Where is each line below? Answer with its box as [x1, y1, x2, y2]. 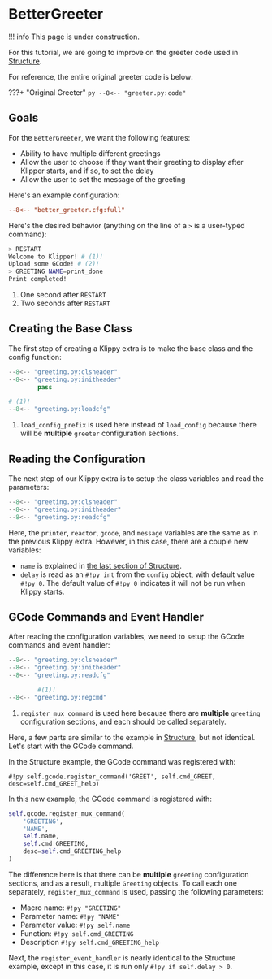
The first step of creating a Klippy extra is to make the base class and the [8, 343, 253, 353]
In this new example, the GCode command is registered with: [8, 794, 213, 804]
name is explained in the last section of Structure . [19, 561, 183, 570]
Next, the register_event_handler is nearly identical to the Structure [8, 952, 236, 963]
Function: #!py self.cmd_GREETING [19, 928, 134, 938]
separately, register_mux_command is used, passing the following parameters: [8, 886, 264, 896]
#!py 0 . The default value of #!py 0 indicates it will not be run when [19, 578, 246, 587]
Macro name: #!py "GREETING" [19, 903, 122, 912]
